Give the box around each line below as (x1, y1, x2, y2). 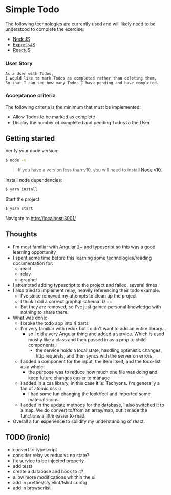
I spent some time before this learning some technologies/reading (12, 254, 152, 261)
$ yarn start (5, 206, 33, 211)
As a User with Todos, (5, 71, 54, 76)
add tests (12, 463, 33, 469)
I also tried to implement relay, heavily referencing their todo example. (12, 287, 160, 293)
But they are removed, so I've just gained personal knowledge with (20, 304, 161, 310)
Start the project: (5, 196, 41, 202)
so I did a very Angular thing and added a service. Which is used (28, 331, 164, 337)
